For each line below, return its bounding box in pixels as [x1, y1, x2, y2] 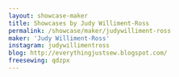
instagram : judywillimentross [8, 42, 110, 50]
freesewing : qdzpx [8, 57, 70, 65]
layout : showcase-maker [8, 11, 89, 20]
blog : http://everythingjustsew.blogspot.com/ [8, 49, 168, 57]
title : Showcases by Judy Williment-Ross [8, 19, 150, 27]
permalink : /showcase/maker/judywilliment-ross [8, 26, 172, 34]
